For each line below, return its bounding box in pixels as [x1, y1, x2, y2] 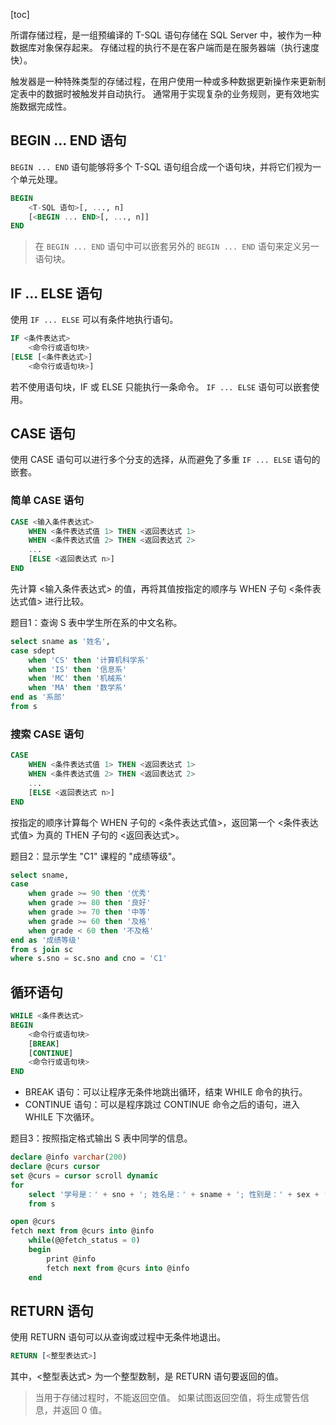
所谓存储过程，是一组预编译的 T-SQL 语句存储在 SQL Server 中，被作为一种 [10, 29, 322, 41]
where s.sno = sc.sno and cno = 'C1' [10, 954, 168, 964]
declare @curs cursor [10, 1162, 101, 1172]
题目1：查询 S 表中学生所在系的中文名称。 [10, 616, 183, 628]
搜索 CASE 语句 [10, 727, 85, 741]
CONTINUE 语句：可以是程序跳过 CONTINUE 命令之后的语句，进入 [24, 1099, 300, 1111]
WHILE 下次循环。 [24, 1111, 100, 1123]
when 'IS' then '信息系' [28, 664, 128, 674]
